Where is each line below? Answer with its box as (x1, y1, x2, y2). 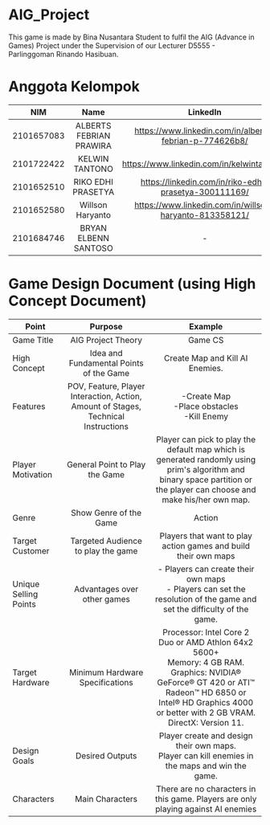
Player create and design (158, 729, 253, 741)
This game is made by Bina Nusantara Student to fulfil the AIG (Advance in (8, 32, 255, 42)
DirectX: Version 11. (167, 717, 244, 728)
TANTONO (73, 163, 114, 174)
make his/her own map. (162, 494, 251, 505)
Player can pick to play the (156, 434, 256, 445)
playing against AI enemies (155, 803, 257, 815)
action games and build (162, 540, 251, 551)
